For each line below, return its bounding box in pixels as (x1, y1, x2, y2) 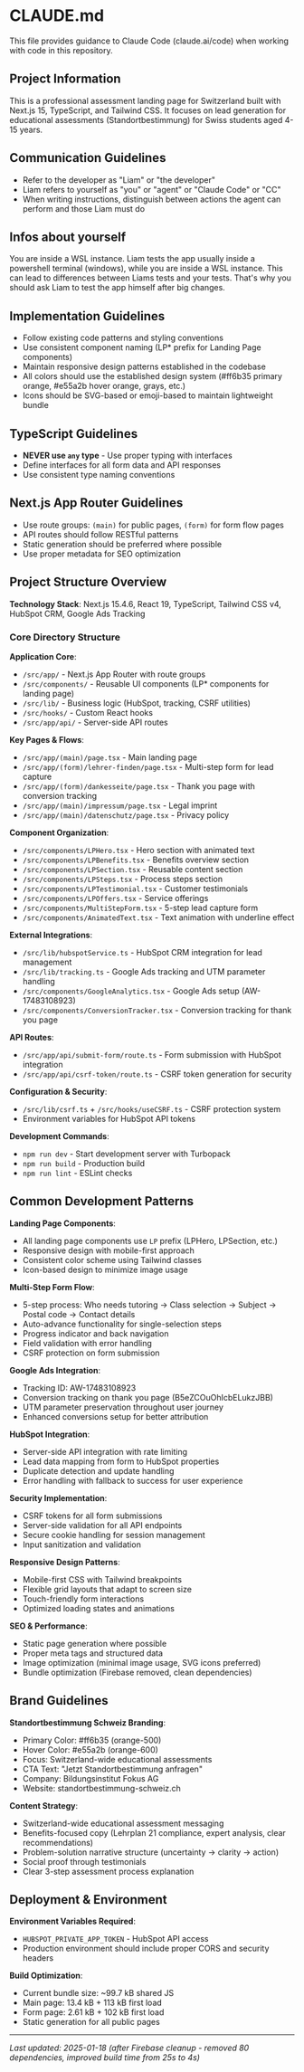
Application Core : (9, 651, 77, 661)
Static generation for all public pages (22, 2017, 160, 2028)
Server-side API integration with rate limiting (22, 1446, 188, 1457)
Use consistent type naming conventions (22, 470, 176, 480)
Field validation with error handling (22, 1337, 152, 1348)
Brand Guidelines (9, 1693, 109, 1708)
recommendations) (22, 1837, 93, 1848)
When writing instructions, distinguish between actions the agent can (22, 194, 281, 204)
